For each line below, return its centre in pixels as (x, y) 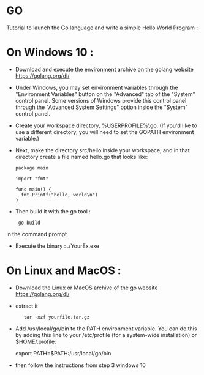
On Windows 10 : (50, 52)
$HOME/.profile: (36, 341)
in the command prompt (37, 234)
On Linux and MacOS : (64, 271)
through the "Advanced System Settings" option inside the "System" (101, 107)
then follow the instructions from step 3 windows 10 (80, 365)
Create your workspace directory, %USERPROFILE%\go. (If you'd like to (106, 125)
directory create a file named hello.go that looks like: (81, 157)
